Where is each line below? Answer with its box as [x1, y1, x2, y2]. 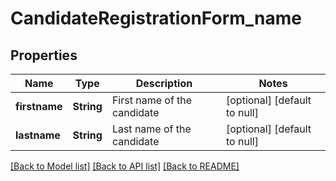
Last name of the [111, 122, 192, 136]
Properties [10, 47, 78, 64]
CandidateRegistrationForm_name [10, 7, 303, 30]
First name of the [111, 93, 193, 107]
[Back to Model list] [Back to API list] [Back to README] [10, 160, 240, 172]
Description [135, 77, 193, 90]
